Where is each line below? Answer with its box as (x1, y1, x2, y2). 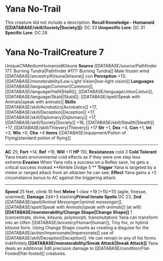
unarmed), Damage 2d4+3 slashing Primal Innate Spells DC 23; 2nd (5, 194, 142, 199)
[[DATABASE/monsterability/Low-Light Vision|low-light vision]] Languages (5, 78, 154, 84)
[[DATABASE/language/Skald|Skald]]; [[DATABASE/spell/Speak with (5, 94, 141, 99)
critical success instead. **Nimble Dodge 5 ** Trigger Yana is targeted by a (5, 164, 156, 170)
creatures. (46, 250, 66, 256)
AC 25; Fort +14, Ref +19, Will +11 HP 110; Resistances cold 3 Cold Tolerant (5, 149, 157, 155)
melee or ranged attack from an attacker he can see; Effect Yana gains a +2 (5, 169, 157, 175)
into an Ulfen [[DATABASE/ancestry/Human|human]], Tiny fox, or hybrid (5, 219, 148, 225)
